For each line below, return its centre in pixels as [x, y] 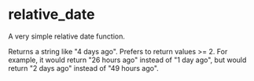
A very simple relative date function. [67, 36]
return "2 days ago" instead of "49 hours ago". [83, 68]
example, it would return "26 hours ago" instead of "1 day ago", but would [127, 60]
